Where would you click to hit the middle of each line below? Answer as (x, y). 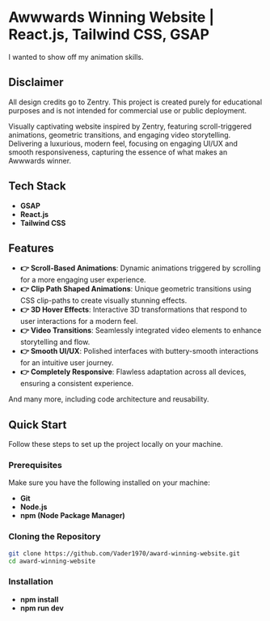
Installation (31, 581)
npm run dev (42, 608)
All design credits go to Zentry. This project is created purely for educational (135, 102)
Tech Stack (37, 186)
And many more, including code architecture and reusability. (109, 399)
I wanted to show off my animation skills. (76, 57)
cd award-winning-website (52, 561)
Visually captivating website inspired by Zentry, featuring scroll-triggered (130, 126)
